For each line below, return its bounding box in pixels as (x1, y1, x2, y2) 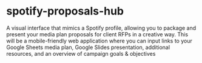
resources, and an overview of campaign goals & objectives (6, 50, 156, 57)
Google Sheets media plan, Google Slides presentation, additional (6, 44, 170, 51)
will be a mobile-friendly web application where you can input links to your (6, 37, 192, 44)
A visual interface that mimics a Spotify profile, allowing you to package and (6, 24, 196, 31)
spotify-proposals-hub (6, 4, 124, 18)
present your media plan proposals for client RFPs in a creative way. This (6, 30, 189, 38)
